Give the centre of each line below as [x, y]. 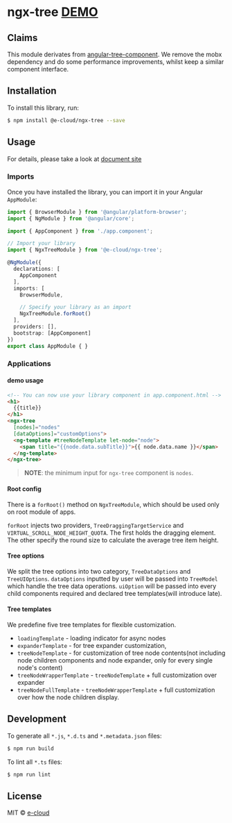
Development [37, 719]
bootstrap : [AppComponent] [52, 333]
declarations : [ [37, 269]
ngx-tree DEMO [53, 12]
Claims [23, 38]
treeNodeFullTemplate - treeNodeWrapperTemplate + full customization [116, 690]
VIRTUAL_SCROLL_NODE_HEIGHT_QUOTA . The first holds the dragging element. [111, 533]
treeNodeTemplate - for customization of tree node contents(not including [121, 653]
